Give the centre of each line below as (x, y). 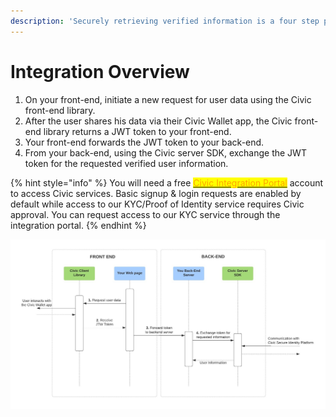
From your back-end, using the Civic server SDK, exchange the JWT (165, 152)
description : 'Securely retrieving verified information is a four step (165, 21)
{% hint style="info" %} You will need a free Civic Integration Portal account (167, 182)
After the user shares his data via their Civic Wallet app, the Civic (158, 121)
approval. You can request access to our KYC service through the (145, 214)
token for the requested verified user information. (126, 163)
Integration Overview (100, 71)
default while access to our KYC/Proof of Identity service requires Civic (157, 204)
